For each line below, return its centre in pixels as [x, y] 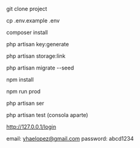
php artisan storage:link [36, 56]
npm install [20, 79]
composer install [27, 32]
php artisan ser [25, 103]
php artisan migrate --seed [40, 68]
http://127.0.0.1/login [31, 127]
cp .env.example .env [33, 20]
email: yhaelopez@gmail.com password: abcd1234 [70, 139]
